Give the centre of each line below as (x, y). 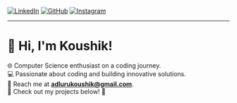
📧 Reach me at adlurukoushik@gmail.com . (71, 84)
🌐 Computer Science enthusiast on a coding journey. (84, 65)
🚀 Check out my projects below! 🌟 (56, 91)
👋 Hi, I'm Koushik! (60, 46)
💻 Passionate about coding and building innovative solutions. (97, 73)
